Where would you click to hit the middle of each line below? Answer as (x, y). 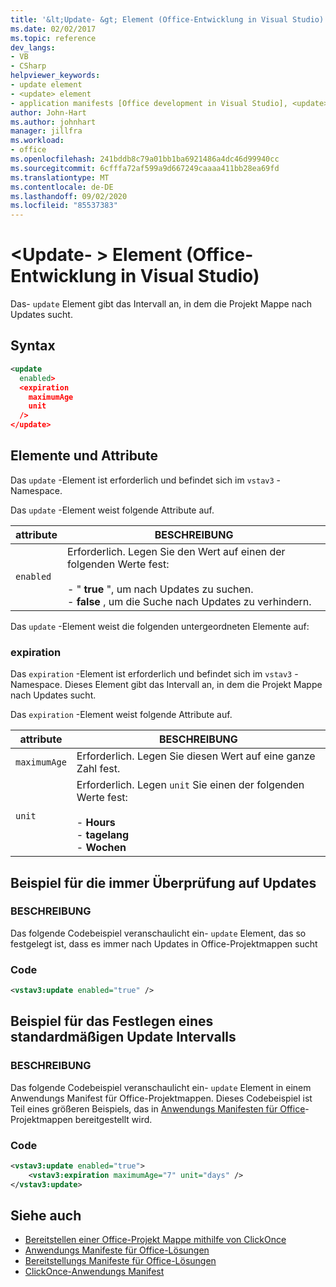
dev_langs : (33, 47)
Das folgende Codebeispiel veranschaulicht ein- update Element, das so (158, 933)
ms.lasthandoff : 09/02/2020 (69, 196)
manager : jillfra (46, 131)
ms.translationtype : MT (60, 177)
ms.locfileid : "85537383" (64, 206)
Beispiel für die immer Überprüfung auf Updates (163, 882)
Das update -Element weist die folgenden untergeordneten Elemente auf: (160, 626)
